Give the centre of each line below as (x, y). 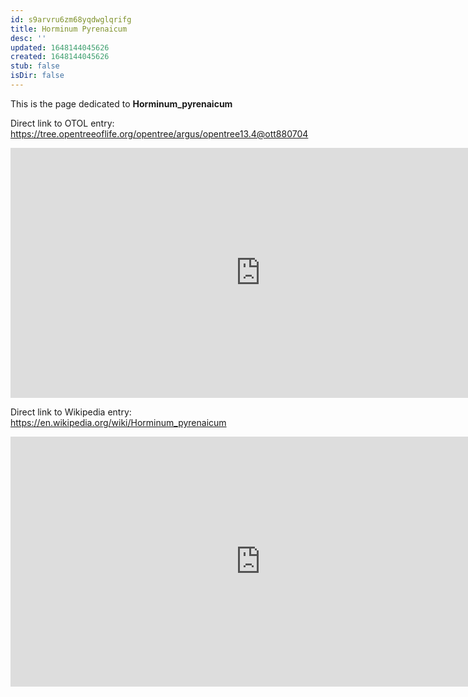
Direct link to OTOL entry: (62, 123)
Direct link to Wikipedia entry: (71, 412)
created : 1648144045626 (60, 57)
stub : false (35, 66)
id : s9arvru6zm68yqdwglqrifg (71, 19)
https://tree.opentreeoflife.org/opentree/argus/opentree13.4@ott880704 (159, 133)
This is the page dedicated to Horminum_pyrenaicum (121, 103)
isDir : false (37, 76)
